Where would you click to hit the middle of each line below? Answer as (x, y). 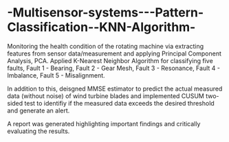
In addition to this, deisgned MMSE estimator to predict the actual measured (115, 88)
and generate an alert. (39, 110)
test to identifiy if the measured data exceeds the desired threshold (119, 103)
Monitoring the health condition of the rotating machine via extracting (106, 46)
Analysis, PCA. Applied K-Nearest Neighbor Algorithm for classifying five (110, 60)
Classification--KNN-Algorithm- (101, 27)
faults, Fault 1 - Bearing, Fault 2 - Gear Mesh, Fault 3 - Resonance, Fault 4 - (113, 68)
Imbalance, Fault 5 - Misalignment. (56, 75)
